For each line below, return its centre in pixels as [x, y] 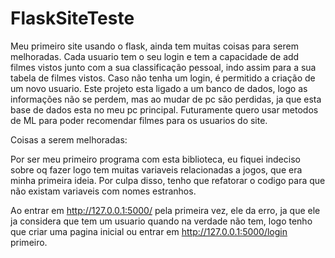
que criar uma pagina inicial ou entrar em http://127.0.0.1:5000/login [149, 231]
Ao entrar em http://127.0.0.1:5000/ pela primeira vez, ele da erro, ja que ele [165, 210]
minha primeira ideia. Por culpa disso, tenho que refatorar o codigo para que [168, 180]
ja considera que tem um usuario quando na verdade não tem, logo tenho [161, 221]
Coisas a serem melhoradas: [69, 139]
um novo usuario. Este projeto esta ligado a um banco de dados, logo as [159, 88]
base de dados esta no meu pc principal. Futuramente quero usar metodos [164, 109]
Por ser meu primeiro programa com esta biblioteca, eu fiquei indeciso [155, 159]
